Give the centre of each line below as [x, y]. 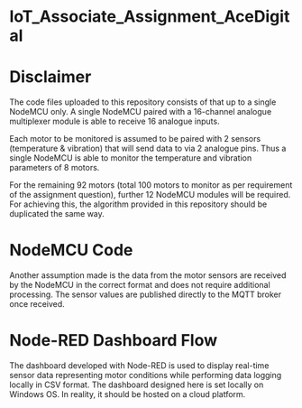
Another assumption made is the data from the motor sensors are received [148, 275]
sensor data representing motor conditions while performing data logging [146, 375]
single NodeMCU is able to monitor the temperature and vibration [131, 158]
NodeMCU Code [71, 250]
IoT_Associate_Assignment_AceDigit [150, 17]
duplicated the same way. [57, 214]
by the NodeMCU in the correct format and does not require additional [140, 285]
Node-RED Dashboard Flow [114, 341]
